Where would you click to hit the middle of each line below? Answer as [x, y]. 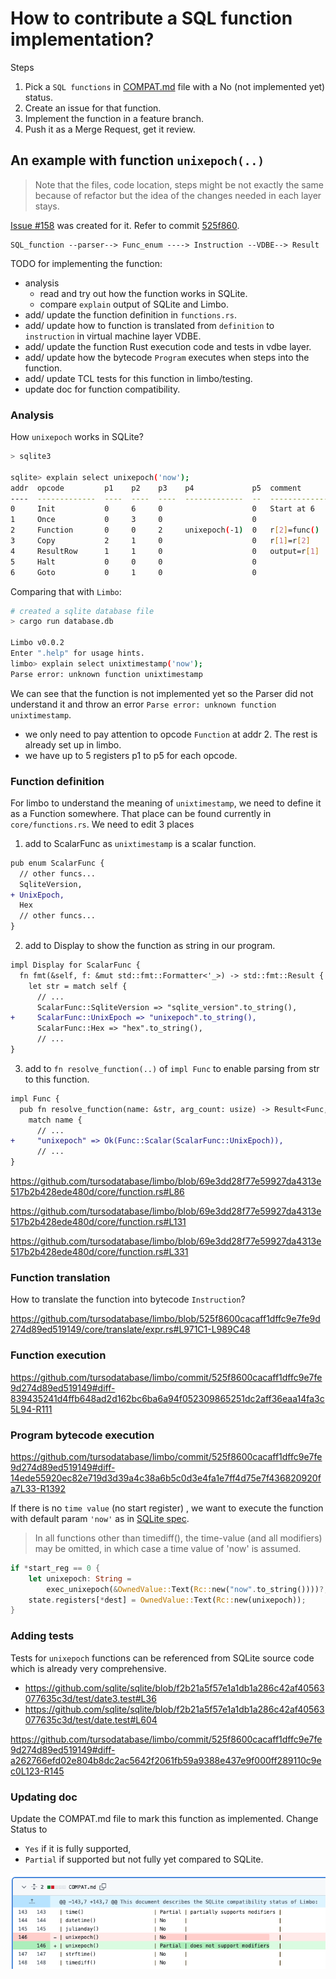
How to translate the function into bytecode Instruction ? [128, 1299]
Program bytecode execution [82, 1435]
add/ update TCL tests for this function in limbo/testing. [138, 378]
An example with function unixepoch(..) [137, 160]
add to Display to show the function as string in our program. [150, 946]
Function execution [58, 1355]
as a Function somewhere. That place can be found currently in [141, 813]
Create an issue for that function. [93, 108]
